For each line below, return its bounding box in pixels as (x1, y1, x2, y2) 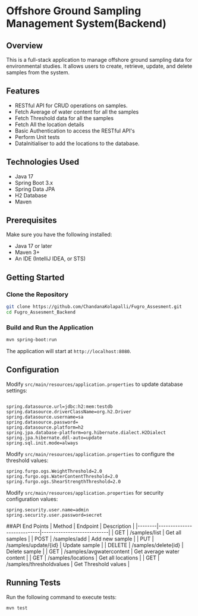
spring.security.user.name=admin (6, 507, 89, 513)
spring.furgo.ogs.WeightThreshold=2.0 (6, 468, 102, 474)
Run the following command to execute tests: (6, 593, 117, 601)
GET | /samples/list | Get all (115, 529, 181, 536)
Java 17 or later (14, 243, 52, 250)
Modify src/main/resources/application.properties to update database (6, 381, 183, 388)
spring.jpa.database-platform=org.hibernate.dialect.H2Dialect (6, 429, 166, 435)
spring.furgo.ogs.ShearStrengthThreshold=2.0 (6, 479, 121, 485)
